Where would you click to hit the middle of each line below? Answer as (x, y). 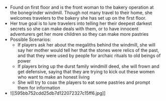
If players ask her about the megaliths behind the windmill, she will (87, 45)
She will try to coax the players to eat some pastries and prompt (84, 82)
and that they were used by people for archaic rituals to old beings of (89, 56)
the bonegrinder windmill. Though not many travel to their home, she (81, 13)
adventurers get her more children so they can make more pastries (79, 34)
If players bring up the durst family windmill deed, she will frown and (88, 66)
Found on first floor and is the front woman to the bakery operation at (82, 7)
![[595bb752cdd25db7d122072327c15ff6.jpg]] (58, 93)
